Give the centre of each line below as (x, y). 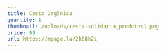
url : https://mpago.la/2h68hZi (52, 39)
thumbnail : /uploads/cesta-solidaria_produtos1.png (83, 26)
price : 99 (21, 33)
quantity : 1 (24, 20)
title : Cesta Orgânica (40, 13)
